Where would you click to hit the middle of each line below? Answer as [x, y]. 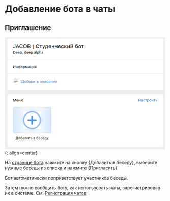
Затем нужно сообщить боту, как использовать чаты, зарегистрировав [83, 188]
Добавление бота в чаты [60, 9]
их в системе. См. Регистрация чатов [46, 193]
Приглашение [28, 28]
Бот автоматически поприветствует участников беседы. [66, 178]
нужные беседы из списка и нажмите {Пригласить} [61, 168]
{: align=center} [21, 153]
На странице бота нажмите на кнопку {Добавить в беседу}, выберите [81, 162]
